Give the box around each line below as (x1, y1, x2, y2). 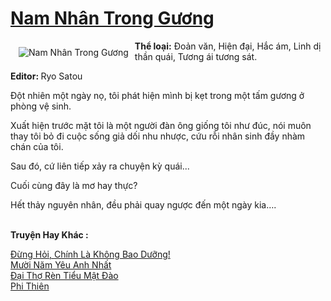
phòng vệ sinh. (10, 100, 72, 112)
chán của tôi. (10, 140, 64, 152)
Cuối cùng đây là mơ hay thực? (10, 179, 138, 191)
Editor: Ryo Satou (10, 70, 83, 82)
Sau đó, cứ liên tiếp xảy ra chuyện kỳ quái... (10, 160, 190, 172)
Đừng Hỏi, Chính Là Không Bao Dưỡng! (10, 248, 171, 260)
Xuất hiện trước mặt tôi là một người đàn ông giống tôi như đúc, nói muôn (10, 119, 312, 131)
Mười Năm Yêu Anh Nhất (10, 258, 112, 271)
